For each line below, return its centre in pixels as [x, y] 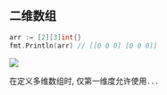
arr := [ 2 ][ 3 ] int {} [46, 37]
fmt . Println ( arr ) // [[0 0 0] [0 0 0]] [83, 46]
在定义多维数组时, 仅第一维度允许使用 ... [84, 81]
